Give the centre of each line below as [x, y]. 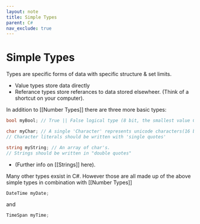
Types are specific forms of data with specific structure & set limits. [89, 74]
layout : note [22, 12]
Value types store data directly [52, 86]
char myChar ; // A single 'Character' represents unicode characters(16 [98, 131]
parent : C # [20, 23]
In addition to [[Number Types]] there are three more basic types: [86, 110]
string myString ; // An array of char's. [58, 147]
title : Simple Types [32, 17]
